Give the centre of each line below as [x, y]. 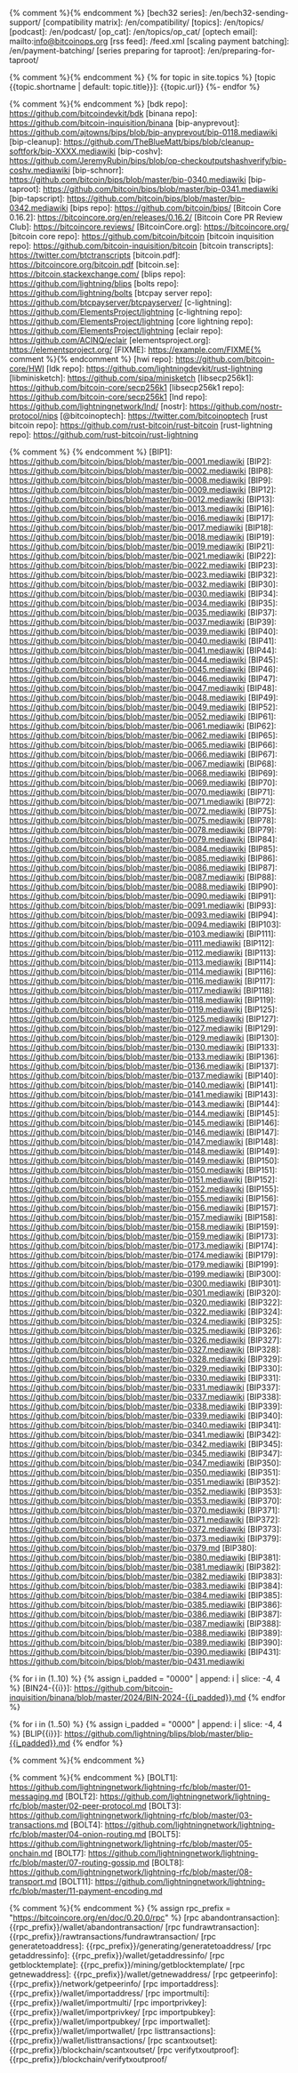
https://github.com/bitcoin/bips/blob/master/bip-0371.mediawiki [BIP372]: [145, 1519]
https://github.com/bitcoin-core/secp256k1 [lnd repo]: [108, 397]
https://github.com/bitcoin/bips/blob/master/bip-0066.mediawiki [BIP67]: [143, 754]
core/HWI [27, 369]
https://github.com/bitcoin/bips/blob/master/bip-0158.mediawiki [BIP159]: [144, 1227]
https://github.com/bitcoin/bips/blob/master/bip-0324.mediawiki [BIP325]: [146, 1321]
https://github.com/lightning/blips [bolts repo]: [94, 283]
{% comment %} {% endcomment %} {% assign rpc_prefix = [120, 1908]
